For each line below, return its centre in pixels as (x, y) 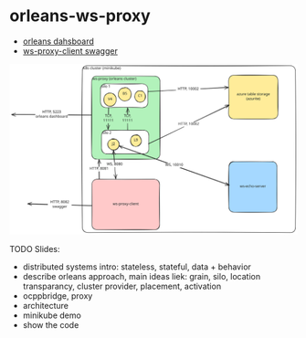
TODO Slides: (35, 248)
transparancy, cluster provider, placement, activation (122, 286)
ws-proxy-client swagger (70, 50)
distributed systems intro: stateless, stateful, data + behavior (137, 267)
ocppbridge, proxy (58, 296)
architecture (46, 305)
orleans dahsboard (58, 41)
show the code (51, 324)
